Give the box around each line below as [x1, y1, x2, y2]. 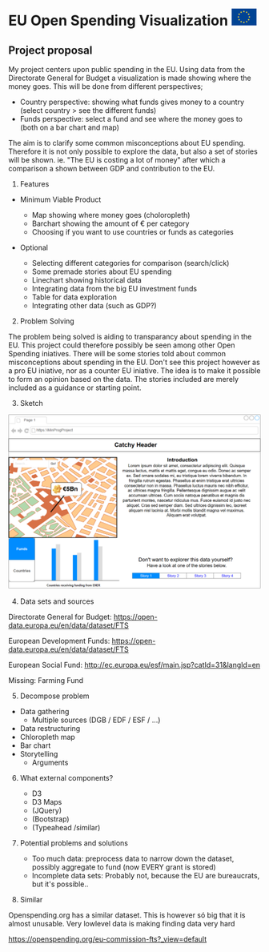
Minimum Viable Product [19, 195, 102, 204]
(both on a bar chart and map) [19, 123, 120, 132]
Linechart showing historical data [31, 275, 142, 284]
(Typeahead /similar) [31, 822, 101, 832]
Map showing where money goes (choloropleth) [31, 211, 191, 219]
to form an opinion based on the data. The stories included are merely [8, 375, 239, 384]
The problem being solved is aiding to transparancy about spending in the [8, 332, 252, 341]
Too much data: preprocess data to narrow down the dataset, [31, 854, 235, 863]
